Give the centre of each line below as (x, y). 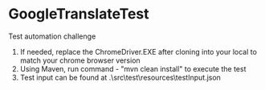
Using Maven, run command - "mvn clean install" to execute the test (133, 68)
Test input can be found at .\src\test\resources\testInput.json (120, 77)
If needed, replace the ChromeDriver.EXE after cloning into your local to (138, 51)
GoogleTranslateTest (79, 14)
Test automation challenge (52, 36)
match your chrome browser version (80, 60)
